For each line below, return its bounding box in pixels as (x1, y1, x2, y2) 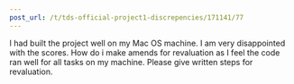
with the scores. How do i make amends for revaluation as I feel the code (9, 46, 280, 58)
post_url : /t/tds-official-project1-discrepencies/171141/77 (9, 13, 244, 22)
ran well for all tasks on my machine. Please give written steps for (9, 56, 253, 67)
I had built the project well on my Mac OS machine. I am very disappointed (9, 38, 286, 48)
